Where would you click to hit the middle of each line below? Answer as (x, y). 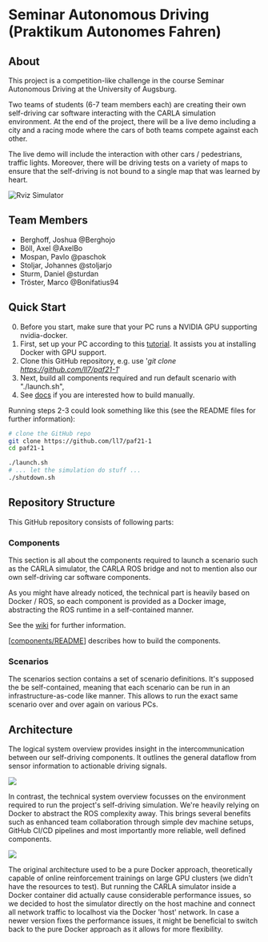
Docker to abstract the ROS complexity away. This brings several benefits (130, 814)
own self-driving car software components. (80, 577)
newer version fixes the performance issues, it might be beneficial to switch (133, 921)
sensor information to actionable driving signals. (88, 766)
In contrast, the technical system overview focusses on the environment (127, 797)
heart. (18, 179)
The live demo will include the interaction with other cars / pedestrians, (125, 154)
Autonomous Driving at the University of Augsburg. (93, 89)
